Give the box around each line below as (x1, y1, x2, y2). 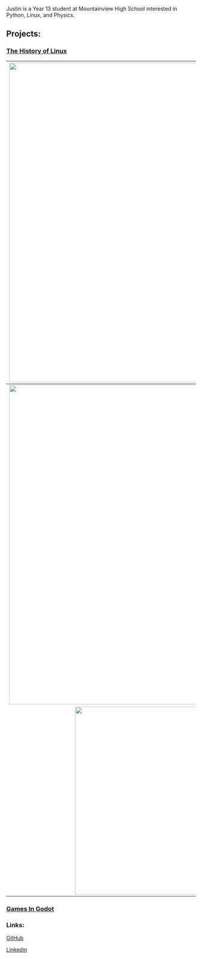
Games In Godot (6, 904, 54, 913)
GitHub (6, 934, 24, 942)
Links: (6, 921, 25, 929)
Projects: (6, 29, 41, 39)
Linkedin (6, 946, 28, 953)
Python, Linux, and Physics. (6, 11, 75, 19)
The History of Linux (6, 47, 67, 55)
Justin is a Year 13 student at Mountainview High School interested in (6, 5, 177, 12)
